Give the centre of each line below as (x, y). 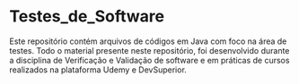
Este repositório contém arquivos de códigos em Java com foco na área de (148, 41)
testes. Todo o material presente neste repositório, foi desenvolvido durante (149, 50)
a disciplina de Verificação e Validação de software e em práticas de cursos (149, 60)
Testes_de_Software (87, 17)
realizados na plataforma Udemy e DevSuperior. (98, 70)
